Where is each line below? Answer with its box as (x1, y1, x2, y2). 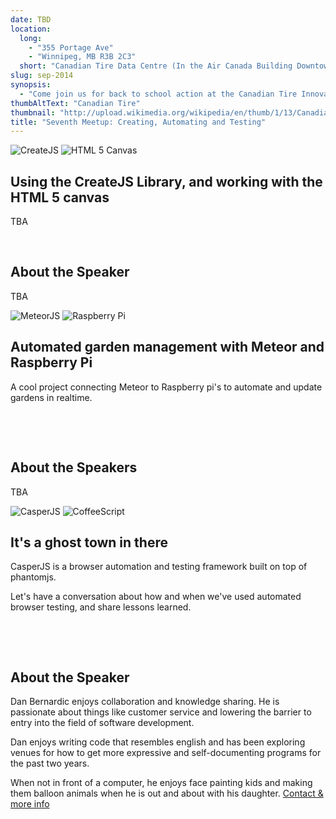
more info (10, 798, 50, 810)
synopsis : (10, 80, 52, 90)
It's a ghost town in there (10, 534, 168, 551)
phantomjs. (10, 571, 57, 583)
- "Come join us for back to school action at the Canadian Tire (19, 89, 298, 99)
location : (10, 24, 52, 34)
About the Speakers (10, 459, 138, 476)
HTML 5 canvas (10, 189, 110, 206)
